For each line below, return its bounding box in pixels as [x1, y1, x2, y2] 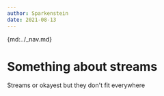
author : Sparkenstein [7, 10, 69, 17]
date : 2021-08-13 [7, 16, 57, 23]
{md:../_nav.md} [7, 35, 53, 43]
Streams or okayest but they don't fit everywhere [7, 81, 146, 89]
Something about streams [7, 59, 158, 74]
